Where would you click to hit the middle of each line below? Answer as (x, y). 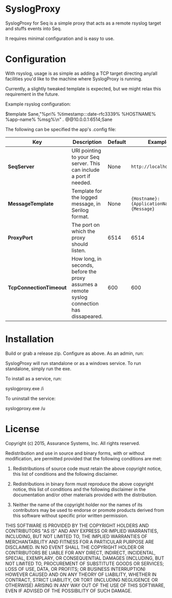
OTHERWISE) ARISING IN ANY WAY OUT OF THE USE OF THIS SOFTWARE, (85, 585)
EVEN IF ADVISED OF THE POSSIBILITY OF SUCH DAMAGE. (69, 591)
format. (80, 217)
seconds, (82, 265)
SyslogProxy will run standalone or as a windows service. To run (73, 363)
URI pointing (86, 151)
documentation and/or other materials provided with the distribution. (85, 495)
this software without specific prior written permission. (70, 516)
